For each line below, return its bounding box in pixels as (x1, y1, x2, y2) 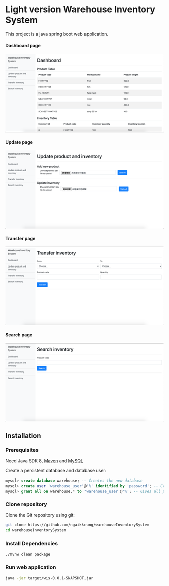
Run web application (5, 564, 56, 571)
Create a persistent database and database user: (5, 468, 107, 474)
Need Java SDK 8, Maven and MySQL (5, 458, 84, 464)
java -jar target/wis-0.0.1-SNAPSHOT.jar (5, 576, 94, 581)
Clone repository (5, 501, 47, 508)
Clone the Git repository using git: (5, 512, 75, 518)
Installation (5, 431, 41, 440)
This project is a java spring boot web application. (5, 31, 109, 37)
